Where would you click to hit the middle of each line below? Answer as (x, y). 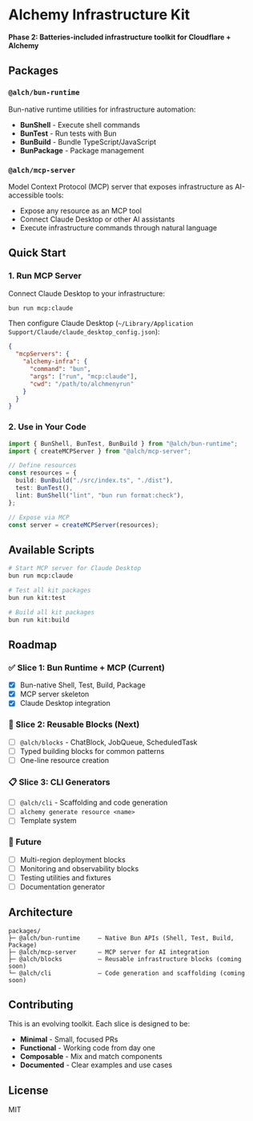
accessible (26, 195)
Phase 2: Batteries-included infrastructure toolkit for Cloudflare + (120, 37)
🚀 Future (25, 842)
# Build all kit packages (51, 612)
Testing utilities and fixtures (66, 878)
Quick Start (37, 253)
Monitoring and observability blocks (79, 868)
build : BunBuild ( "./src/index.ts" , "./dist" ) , (94, 481)
